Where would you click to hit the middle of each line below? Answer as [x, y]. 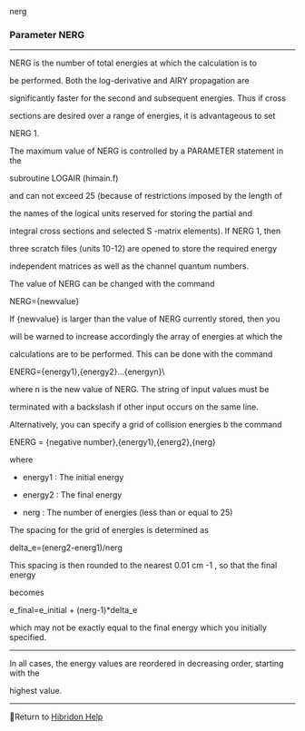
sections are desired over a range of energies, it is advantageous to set [143, 116]
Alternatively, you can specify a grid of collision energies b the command [146, 425]
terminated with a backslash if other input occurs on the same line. [134, 407]
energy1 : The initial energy [73, 478]
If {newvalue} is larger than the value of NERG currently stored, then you [145, 319]
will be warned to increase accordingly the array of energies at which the [146, 337]
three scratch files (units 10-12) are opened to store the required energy [143, 249]
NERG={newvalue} [44, 301]
